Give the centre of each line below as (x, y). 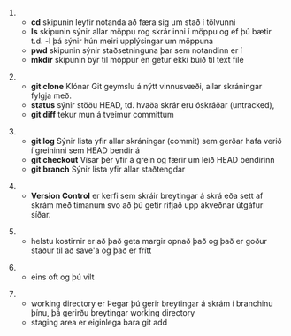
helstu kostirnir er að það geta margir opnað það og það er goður (149, 241)
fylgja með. (51, 95)
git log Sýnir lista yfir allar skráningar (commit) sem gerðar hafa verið (156, 141)
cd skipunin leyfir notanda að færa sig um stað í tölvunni (133, 22)
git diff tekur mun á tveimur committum (102, 115)
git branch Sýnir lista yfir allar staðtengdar (108, 169)
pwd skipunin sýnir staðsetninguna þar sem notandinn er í (137, 50)
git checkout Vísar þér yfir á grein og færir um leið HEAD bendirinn (153, 160)
